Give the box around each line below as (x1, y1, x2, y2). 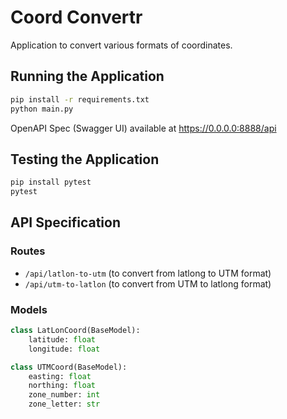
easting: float (28, 371, 92, 381)
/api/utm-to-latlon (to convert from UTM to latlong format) (24, 277, 272, 290)
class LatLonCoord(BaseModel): (10, 326, 141, 336)
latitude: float (28, 334, 97, 345)
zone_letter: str (28, 399, 101, 410)
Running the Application (10, 68, 165, 85)
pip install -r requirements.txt (10, 94, 150, 105)
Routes (10, 244, 46, 258)
